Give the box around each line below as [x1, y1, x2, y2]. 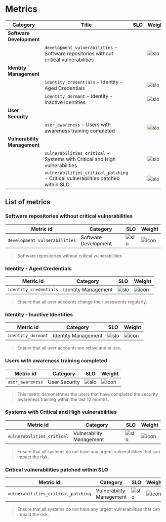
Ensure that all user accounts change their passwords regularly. [17, 299, 147, 304]
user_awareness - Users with [44, 121, 111, 128]
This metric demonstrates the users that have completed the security [17, 391, 158, 397]
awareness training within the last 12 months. [17, 396, 109, 402]
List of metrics [5, 198, 51, 206]
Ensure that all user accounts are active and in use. [17, 345, 122, 351]
